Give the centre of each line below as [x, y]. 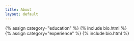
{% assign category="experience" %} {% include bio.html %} [67, 33]
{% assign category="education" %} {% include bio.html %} [66, 28]
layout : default [22, 14]
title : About [18, 10]
